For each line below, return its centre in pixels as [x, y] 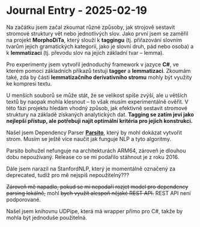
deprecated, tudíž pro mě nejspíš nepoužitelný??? [68, 175]
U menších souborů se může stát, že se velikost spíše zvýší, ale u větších [97, 95]
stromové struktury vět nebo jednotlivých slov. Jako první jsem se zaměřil [97, 33]
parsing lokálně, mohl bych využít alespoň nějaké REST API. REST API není [98, 193]
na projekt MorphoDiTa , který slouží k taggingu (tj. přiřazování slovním [94, 40]
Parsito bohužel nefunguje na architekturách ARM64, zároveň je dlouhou [96, 151]
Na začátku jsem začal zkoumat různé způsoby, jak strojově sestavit [91, 27]
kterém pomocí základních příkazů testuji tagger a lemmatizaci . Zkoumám [98, 70]
